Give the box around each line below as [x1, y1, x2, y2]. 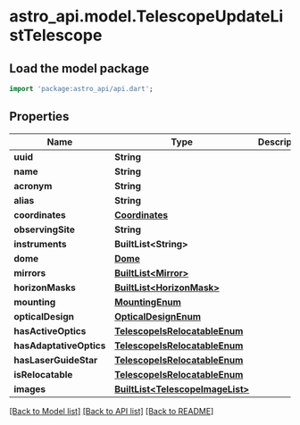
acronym [13, 179, 53, 192]
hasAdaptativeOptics [13, 339, 106, 352]
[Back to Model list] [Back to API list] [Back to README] [9, 405, 214, 416]
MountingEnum [114, 296, 181, 308]
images [13, 382, 46, 395]
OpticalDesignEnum [114, 310, 201, 322]
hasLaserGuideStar [13, 354, 98, 366]
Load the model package [9, 61, 150, 76]
